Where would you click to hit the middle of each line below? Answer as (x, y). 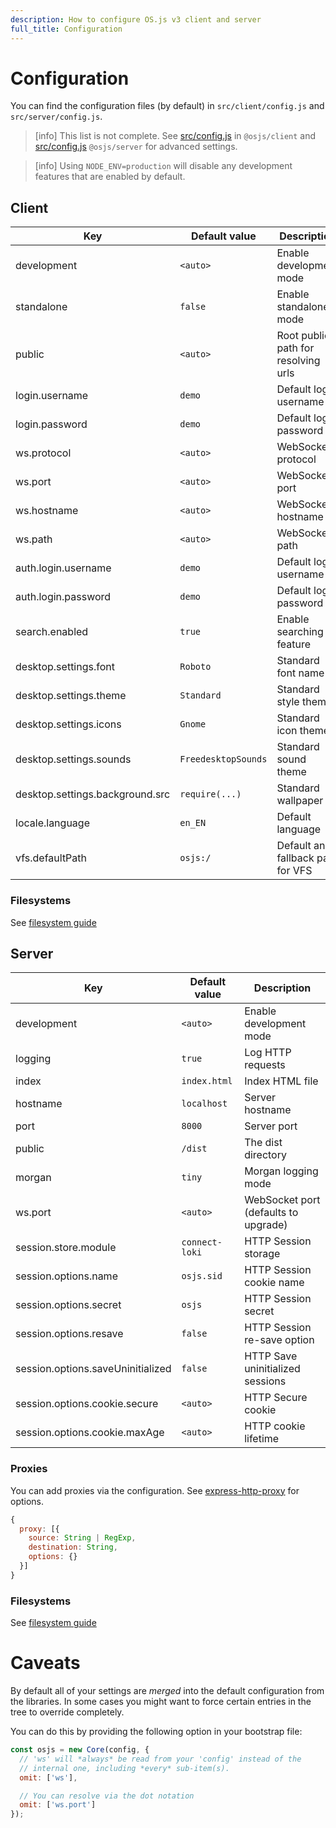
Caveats (45, 1663)
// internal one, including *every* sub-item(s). (124, 1768)
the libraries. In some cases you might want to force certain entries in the (161, 1702)
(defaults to (271, 1213)
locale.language (52, 823)
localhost (204, 1104)
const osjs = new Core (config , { (80, 1750)
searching (300, 632)
